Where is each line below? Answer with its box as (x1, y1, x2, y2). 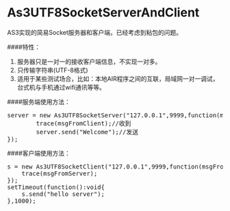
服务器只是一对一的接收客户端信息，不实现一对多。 (16, 57, 162, 66)
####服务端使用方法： (7, 97, 71, 105)
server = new (7, 111, 51, 119)
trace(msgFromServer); (21, 169, 98, 177)
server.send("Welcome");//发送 (36, 128, 139, 136)
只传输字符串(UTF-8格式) (16, 66, 88, 74)
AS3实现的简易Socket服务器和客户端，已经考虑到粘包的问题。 (7, 28, 183, 36)
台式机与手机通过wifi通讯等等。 (16, 83, 106, 91)
